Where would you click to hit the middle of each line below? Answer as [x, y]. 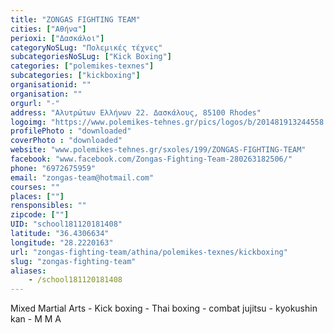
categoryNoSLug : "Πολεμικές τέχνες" [86, 47]
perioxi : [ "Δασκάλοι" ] [57, 38]
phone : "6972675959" [53, 168]
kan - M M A [36, 319]
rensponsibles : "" [48, 206]
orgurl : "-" [35, 103]
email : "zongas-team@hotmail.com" [82, 177]
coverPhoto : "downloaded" [66, 141]
